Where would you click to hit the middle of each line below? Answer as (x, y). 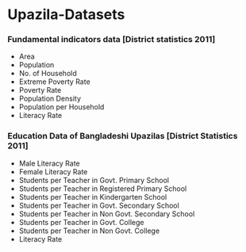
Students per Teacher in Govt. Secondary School (99, 205)
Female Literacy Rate (53, 171)
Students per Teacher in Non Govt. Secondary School (107, 214)
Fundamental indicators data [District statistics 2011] (111, 40)
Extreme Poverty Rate (54, 82)
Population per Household (61, 107)
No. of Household (48, 74)
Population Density (50, 99)
